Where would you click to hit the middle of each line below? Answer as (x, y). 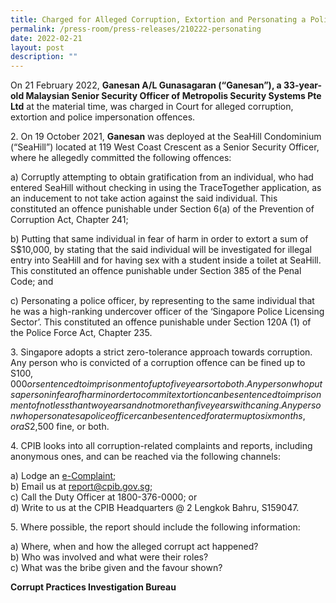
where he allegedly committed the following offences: (121, 158)
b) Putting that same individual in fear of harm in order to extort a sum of (159, 239)
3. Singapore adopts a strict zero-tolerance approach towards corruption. (161, 352)
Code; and (32, 282)
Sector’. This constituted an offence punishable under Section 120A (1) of (161, 322)
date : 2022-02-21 (46, 38)
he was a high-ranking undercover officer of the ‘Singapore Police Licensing (167, 312)
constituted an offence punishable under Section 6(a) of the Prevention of (162, 209)
